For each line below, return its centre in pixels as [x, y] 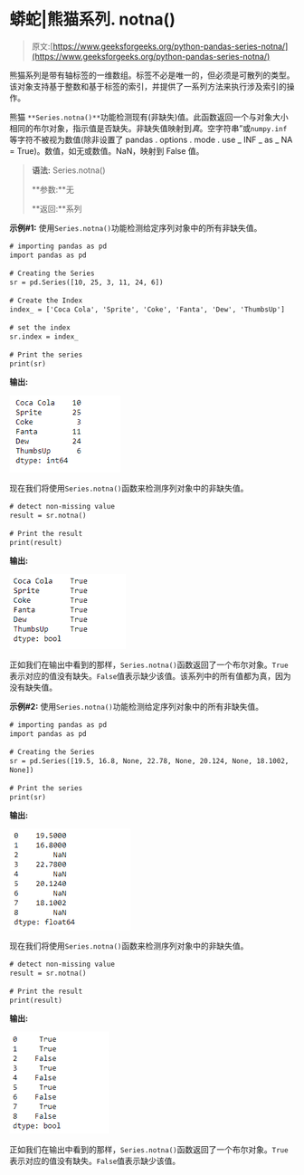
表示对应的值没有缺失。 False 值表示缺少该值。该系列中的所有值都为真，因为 [150, 675]
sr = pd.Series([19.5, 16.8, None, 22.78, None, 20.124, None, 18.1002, [149, 761]
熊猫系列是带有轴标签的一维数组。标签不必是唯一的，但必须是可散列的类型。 [152, 75]
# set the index [40, 328]
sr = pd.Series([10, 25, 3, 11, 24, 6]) [87, 282]
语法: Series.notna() [68, 170]
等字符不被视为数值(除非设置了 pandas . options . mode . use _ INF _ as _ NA [151, 139]
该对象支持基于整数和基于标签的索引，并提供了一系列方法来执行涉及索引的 [148, 86]
